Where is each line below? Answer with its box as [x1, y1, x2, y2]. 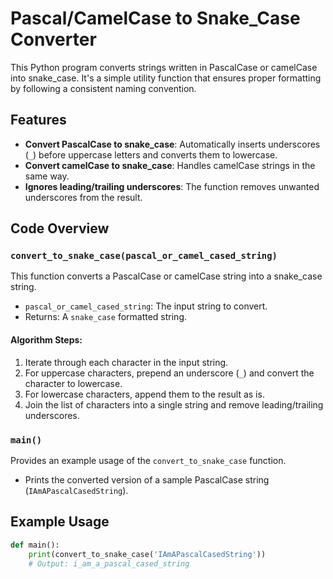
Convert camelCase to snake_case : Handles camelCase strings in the [24, 159, 316, 171]
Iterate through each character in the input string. [24, 356, 229, 368]
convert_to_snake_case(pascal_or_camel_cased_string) [10, 250, 278, 262]
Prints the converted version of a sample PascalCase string [24, 473, 270, 486]
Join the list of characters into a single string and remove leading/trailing [24, 398, 324, 411]
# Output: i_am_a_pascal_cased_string [28, 558, 190, 569]
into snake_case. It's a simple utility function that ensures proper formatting [10, 72, 322, 84]
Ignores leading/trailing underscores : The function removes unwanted [24, 180, 320, 192]
